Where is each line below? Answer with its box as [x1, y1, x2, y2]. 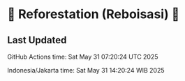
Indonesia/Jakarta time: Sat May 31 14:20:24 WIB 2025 [7, 66, 165, 74]
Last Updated [7, 34, 67, 46]
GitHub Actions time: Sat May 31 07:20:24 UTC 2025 [7, 52, 158, 61]
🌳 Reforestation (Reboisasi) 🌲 [7, 6, 180, 22]
